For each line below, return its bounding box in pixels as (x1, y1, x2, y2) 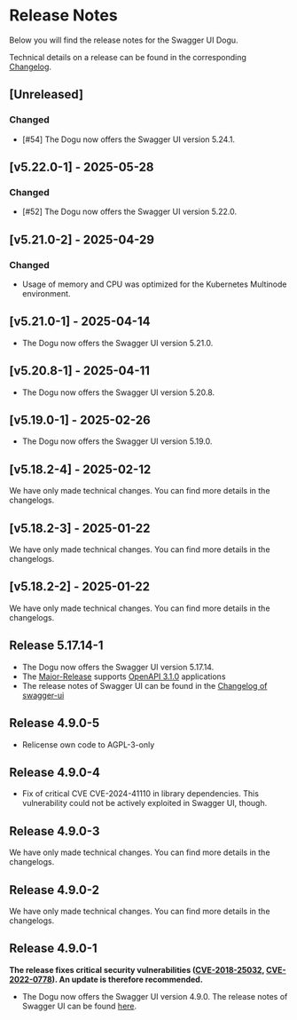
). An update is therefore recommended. (51, 974, 204, 984)
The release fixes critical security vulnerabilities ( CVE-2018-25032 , (9, 964, 265, 975)
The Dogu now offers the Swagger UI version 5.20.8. (21, 387, 215, 398)
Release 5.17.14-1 (9, 638, 104, 653)
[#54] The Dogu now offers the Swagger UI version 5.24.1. (21, 134, 235, 145)
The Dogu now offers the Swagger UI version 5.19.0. (21, 436, 213, 447)
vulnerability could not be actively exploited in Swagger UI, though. (21, 798, 268, 809)
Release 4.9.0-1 (9, 941, 98, 956)
